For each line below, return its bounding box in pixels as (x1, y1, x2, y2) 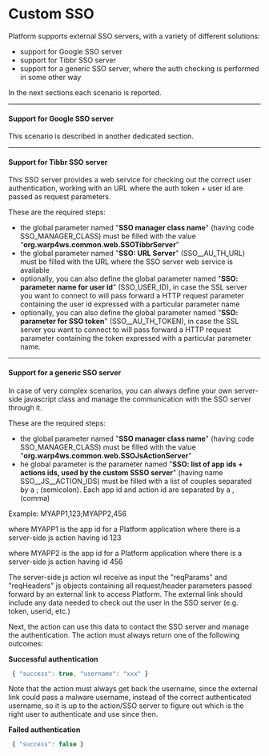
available (19, 266, 50, 275)
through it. (8, 402, 42, 412)
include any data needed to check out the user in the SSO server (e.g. (8, 598, 239, 607)
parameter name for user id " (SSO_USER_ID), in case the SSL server (19, 282, 247, 292)
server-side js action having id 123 (8, 533, 122, 542)
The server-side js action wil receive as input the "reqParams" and (8, 572, 227, 582)
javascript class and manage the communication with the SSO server (23, 394, 251, 404)
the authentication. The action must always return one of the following (8, 630, 240, 640)
